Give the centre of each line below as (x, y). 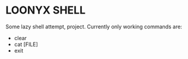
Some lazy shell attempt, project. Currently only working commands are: (94, 27)
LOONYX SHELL (46, 10)
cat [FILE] (26, 44)
